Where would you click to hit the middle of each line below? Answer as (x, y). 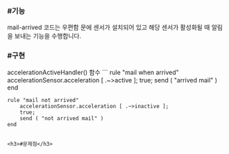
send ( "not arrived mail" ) (62, 118)
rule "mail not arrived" (43, 100)
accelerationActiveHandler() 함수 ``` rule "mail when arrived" (93, 72)
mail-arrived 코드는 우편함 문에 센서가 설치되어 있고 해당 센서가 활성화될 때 (109, 27)
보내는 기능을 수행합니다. (48, 36)
